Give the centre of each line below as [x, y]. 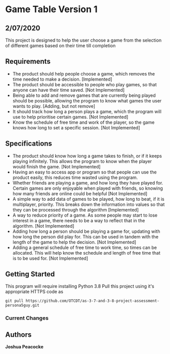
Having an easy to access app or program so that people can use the [84, 172]
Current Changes [27, 318]
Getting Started [30, 274]
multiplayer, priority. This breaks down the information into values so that [89, 204]
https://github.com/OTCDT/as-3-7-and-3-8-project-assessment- [92, 301]
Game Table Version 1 [51, 9]
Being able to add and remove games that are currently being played [84, 95]
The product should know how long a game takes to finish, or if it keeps [87, 156]
